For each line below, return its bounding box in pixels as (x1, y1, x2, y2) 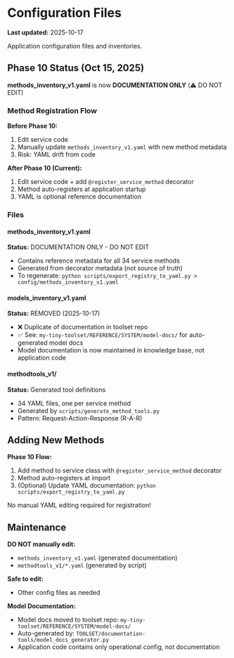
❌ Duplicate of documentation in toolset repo (17, 323, 148, 331)
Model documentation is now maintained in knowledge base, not (17, 346, 205, 355)
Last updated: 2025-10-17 (7, 28, 84, 37)
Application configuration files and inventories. (7, 41, 143, 50)
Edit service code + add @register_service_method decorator (17, 178, 195, 186)
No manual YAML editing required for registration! (7, 501, 151, 510)
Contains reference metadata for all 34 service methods (17, 256, 181, 265)
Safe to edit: (7, 574, 44, 584)
